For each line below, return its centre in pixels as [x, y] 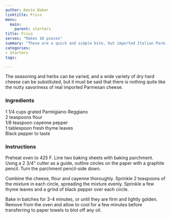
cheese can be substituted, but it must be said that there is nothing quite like [85, 82]
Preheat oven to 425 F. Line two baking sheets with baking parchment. [79, 158]
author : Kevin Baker [27, 10]
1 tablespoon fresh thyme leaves [39, 128]
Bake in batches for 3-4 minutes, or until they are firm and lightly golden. [81, 199]
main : [16, 24]
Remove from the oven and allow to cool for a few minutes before [74, 204]
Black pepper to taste [28, 133]
